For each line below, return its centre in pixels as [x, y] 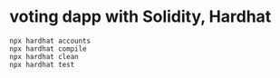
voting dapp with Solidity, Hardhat [140, 17]
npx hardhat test [42, 64]
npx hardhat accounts [50, 41]
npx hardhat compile [48, 49]
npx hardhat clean [44, 56]
